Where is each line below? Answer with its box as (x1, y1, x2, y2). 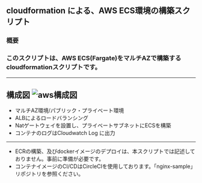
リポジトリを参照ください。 (14, 170, 84, 178)
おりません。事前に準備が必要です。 (14, 155, 104, 163)
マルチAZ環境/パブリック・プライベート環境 (14, 107, 124, 114)
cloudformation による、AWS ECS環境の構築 (6, 5, 175, 16)
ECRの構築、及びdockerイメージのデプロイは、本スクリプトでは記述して (14, 148, 195, 155)
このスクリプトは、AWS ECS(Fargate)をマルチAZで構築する (6, 54, 182, 62)
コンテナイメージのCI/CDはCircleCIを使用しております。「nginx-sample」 (14, 163, 196, 170)
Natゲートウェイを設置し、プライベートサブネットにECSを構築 (14, 122, 171, 129)
